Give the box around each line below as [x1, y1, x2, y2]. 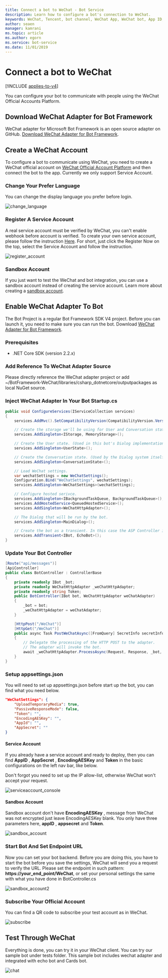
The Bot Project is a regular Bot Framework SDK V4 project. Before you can [5, 315, 160, 321]
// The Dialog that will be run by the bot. [14, 514, 108, 520]
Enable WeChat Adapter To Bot [5, 302, 103, 311]
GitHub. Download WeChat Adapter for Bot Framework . [5, 131, 119, 137]
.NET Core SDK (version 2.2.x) [12, 350, 75, 357]
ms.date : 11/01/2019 [5, 45, 48, 50]
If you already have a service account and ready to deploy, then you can [5, 752, 154, 758]
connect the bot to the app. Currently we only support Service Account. [5, 170, 153, 176]
